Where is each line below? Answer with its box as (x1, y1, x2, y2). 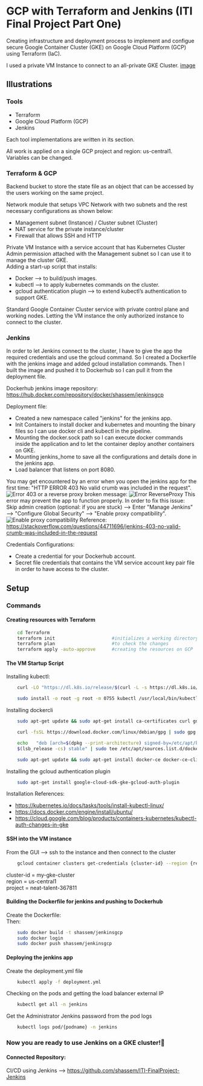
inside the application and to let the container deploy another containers (14, 440, 195, 448)
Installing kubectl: (6, 673, 50, 680)
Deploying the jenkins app (6, 954, 74, 961)
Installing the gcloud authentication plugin (6, 767, 111, 775)
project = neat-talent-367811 (6, 884, 77, 891)
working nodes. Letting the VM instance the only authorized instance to (6, 312, 184, 319)
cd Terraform (17, 629, 50, 636)
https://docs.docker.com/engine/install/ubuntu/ (14, 808, 133, 816)
